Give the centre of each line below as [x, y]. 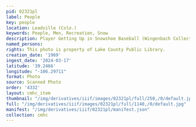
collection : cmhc [27, 115]
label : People [23, 17]
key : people [20, 22]
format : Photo [23, 77]
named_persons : [24, 44]
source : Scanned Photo [34, 83]
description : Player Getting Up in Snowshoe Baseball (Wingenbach [88, 39]
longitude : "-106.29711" [36, 71]
